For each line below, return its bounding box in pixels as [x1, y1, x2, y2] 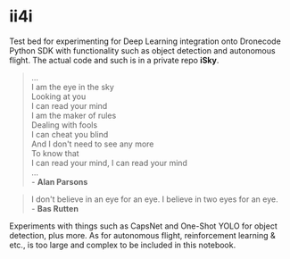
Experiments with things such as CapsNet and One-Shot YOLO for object [9, 221, 278, 231]
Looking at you [30, 91, 87, 102]
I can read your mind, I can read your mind [30, 157, 187, 168]
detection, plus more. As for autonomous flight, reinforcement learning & [9, 230, 276, 240]
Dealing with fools [30, 119, 98, 130]
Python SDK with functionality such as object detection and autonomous [9, 45, 276, 55]
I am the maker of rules [30, 110, 117, 121]
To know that [30, 147, 79, 158]
